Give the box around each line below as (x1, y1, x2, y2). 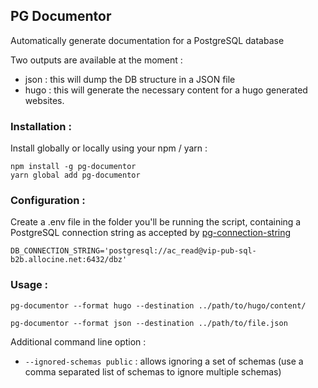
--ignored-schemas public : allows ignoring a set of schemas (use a (24, 355, 304, 367)
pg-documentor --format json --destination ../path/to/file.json (10, 318, 288, 328)
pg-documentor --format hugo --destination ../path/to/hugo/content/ (10, 300, 307, 311)
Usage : (10, 278, 49, 292)
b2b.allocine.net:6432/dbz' (10, 255, 128, 265)
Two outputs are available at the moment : (10, 54, 183, 66)
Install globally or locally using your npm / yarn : (10, 142, 208, 154)
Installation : (10, 119, 72, 133)
